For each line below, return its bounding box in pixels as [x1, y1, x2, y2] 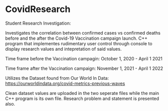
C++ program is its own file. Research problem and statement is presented [5, 95, 159, 101]
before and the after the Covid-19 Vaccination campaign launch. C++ [5, 35, 148, 41]
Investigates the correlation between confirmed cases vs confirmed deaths [5, 30, 160, 36]
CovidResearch [5, 4, 71, 15]
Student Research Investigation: [5, 20, 71, 26]
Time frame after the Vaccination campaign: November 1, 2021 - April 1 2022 [5, 65, 163, 71]
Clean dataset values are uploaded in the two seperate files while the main [5, 90, 159, 96]
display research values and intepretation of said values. [5, 46, 122, 52]
